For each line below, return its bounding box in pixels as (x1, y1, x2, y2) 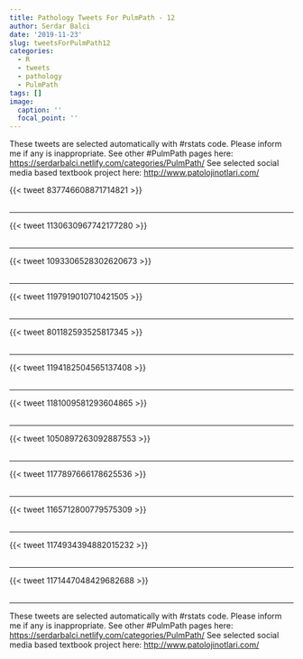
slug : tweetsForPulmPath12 (9, 38, 111, 48)
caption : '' (17, 105, 63, 114)
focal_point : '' (17, 114, 78, 123)
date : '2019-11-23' (9, 30, 83, 39)
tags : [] (9, 88, 42, 97)
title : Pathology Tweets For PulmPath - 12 (9, 13, 176, 23)
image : (9, 96, 34, 106)
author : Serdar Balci (9, 22, 91, 31)
